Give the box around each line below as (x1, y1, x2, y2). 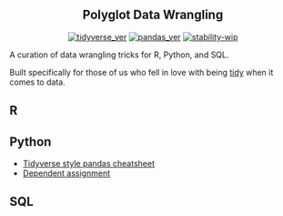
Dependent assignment (22, 168, 111, 179)
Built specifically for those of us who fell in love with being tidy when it (9, 67, 274, 77)
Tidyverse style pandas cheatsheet (22, 159, 155, 170)
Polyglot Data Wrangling (82, 7, 224, 23)
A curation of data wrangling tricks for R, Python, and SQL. (9, 49, 229, 60)
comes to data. (9, 77, 66, 87)
